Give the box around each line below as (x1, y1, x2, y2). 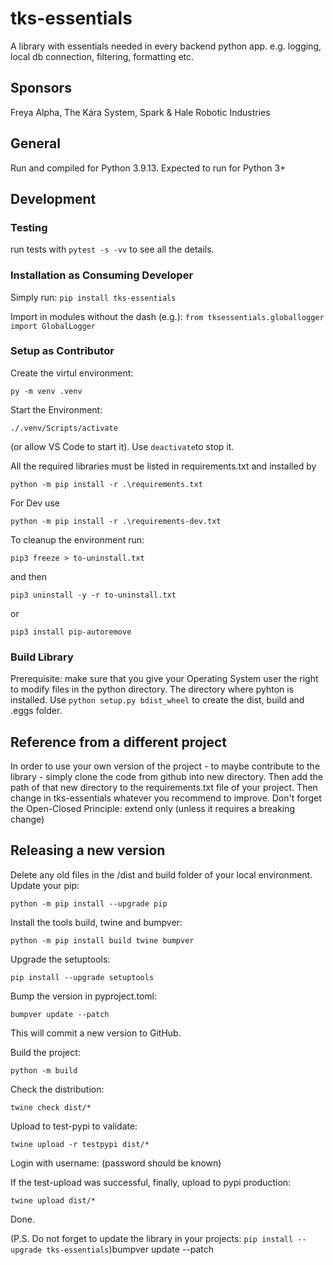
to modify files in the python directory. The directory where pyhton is (10, 683, 295, 696)
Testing (10, 220, 48, 234)
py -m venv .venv (10, 386, 83, 396)
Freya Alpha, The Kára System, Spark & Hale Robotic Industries (10, 106, 271, 118)
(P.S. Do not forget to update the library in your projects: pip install (10, 1232, 294, 1244)
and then (10, 570, 47, 582)
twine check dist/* (10, 1102, 92, 1112)
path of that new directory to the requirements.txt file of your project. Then (10, 781, 318, 793)
